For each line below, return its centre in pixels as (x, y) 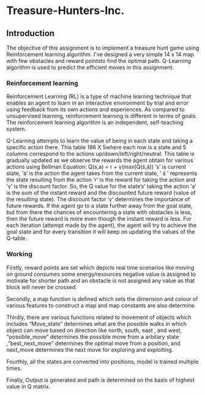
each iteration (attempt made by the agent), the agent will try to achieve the (102, 225)
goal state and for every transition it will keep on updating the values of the (101, 232)
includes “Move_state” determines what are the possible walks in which (96, 323)
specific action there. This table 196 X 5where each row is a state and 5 (96, 147)
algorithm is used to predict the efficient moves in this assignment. (90, 67)
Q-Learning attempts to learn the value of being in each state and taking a (99, 141)
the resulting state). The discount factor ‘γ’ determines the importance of (98, 199)
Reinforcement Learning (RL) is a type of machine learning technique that (99, 97)
